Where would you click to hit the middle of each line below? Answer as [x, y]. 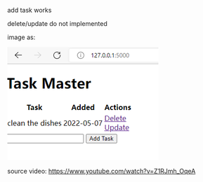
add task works [30, 10]
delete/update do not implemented [57, 23]
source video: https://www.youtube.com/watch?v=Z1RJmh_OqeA [101, 171]
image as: [21, 37]
